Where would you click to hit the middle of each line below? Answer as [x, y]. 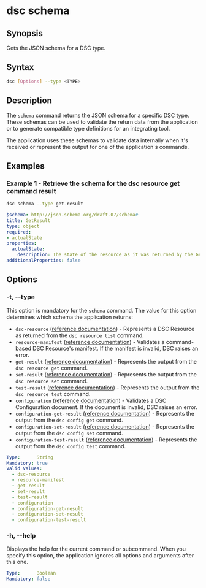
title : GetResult [29, 220]
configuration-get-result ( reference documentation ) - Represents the [105, 413]
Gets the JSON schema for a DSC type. [56, 48]
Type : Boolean [31, 573]
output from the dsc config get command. [69, 420]
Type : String [30, 457]
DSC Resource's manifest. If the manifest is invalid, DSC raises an [116, 348]
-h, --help [21, 536]
